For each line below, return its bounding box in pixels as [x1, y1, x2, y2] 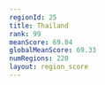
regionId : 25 [9, 12, 57, 22]
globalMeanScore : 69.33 [9, 46, 97, 55]
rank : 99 [9, 29, 41, 38]
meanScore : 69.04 [9, 37, 73, 47]
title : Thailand [9, 21, 69, 30]
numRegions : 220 [9, 54, 69, 63]
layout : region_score [9, 63, 89, 72]
